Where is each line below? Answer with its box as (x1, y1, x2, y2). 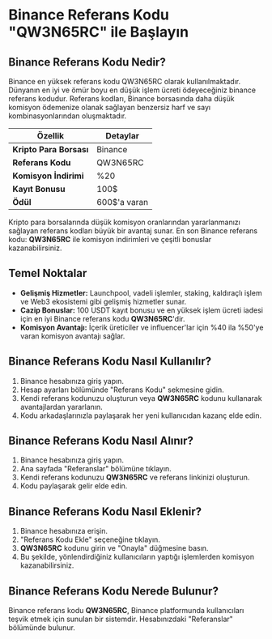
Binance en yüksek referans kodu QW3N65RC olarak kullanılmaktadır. (8, 77, 241, 86)
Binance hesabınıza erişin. (19, 526, 108, 536)
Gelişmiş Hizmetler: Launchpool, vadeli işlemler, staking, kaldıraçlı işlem (19, 288, 262, 297)
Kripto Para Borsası (12, 144, 89, 155)
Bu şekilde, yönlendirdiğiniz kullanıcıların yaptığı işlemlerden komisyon (19, 552, 255, 562)
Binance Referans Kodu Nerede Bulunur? (8, 584, 219, 598)
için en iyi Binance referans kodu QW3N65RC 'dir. (19, 313, 185, 323)
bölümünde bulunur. (8, 623, 75, 633)
